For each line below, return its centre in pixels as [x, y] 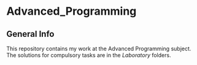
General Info [30, 34]
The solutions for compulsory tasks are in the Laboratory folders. [89, 55]
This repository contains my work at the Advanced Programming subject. [99, 48]
